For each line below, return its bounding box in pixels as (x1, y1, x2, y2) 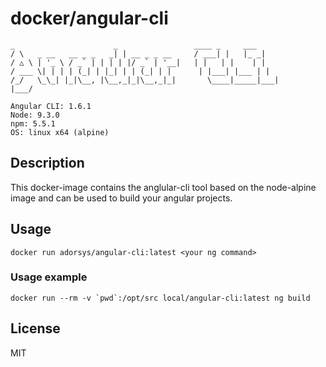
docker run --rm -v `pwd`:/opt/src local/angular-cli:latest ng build (10, 293, 311, 303)
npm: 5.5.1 (10, 118, 56, 129)
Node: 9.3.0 (10, 110, 60, 120)
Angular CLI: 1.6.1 (10, 101, 92, 111)
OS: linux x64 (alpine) (10, 127, 110, 137)
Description (10, 155, 85, 172)
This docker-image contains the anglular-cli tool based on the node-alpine (10, 181, 317, 193)
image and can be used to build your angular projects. (10, 192, 233, 204)
